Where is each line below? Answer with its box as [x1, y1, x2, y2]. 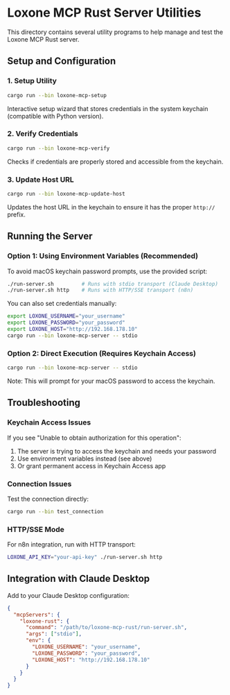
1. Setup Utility [7, 76, 57, 86]
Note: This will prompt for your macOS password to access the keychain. [7, 377, 215, 385]
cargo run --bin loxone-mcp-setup [7, 92, 107, 98]
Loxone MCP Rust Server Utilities [7, 5, 202, 21]
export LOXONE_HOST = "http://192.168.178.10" [7, 326, 138, 333]
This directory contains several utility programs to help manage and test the [7, 28, 224, 36]
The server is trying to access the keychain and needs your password [17, 447, 217, 455]
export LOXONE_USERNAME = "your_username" [7, 313, 126, 320]
